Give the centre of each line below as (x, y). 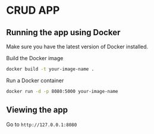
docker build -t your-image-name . (50, 69)
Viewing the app (37, 110)
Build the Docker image (35, 58)
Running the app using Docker (63, 32)
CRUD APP (33, 10)
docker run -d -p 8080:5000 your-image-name (62, 91)
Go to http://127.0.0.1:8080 (42, 124)
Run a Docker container (35, 80)
